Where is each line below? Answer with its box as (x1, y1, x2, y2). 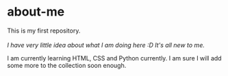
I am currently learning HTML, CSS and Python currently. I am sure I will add (7, 54, 222, 62)
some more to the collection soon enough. (7, 61, 127, 69)
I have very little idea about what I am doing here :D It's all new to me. (7, 41, 205, 49)
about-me (7, 4, 65, 20)
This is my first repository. (7, 26, 81, 35)
